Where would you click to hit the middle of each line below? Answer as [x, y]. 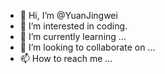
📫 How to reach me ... [66, 58]
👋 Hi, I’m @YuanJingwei [68, 15]
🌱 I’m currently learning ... [73, 36]
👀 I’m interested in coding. [73, 26]
